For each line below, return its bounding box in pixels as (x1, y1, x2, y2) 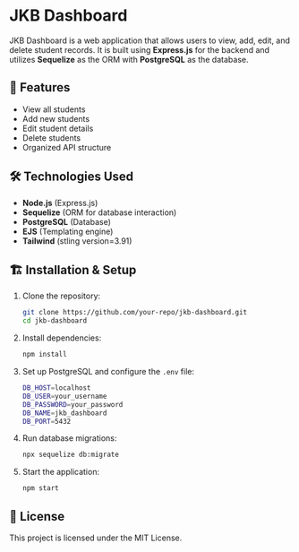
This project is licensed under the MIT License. (9, 532, 183, 543)
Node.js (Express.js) (21, 197, 98, 208)
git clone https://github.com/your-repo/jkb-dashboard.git (21, 308, 248, 317)
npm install (21, 350, 67, 359)
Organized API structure (21, 142, 112, 152)
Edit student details (21, 123, 94, 134)
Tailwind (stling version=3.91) (21, 235, 132, 246)
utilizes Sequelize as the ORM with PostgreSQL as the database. (9, 54, 249, 65)
